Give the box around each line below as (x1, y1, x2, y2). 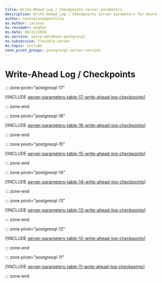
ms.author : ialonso (5, 20, 45, 26)
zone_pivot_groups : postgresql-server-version (5, 48, 101, 53)
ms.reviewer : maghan (5, 25, 47, 30)
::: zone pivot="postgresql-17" (5, 85, 65, 90)
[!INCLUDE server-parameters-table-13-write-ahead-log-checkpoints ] (5, 207, 146, 213)
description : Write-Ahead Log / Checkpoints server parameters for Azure (5, 12, 158, 17)
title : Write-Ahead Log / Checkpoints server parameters (5, 7, 123, 12)
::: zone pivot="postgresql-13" (5, 198, 65, 204)
